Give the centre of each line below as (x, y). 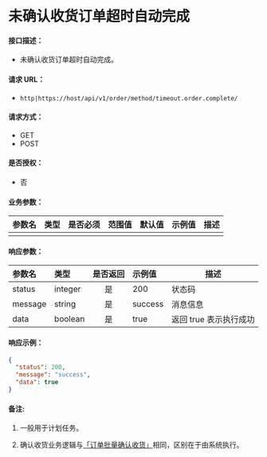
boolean (70, 319)
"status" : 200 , (41, 368)
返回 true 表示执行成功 (213, 320)
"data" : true (37, 382)
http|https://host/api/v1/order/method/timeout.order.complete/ (129, 98)
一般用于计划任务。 (51, 428)
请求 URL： (27, 79)
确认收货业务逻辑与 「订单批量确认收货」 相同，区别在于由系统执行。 (132, 445)
